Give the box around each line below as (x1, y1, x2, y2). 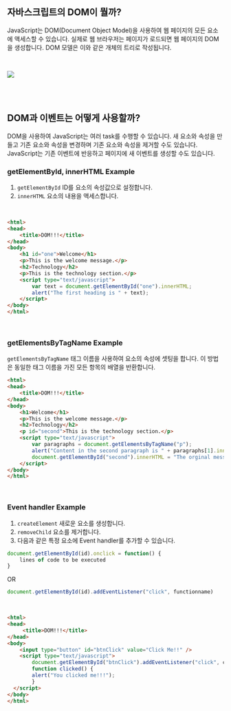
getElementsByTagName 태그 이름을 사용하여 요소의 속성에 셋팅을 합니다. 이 (7, 354, 206, 363)
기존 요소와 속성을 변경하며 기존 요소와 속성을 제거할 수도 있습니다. (19, 140, 198, 149)
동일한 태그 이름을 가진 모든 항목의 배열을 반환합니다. (14, 363, 156, 372)
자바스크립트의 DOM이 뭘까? (7, 6, 122, 19)
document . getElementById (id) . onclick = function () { (7, 550, 162, 557)
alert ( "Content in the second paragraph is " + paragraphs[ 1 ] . (32, 447, 217, 454)
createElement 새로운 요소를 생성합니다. (16, 519, 126, 527)
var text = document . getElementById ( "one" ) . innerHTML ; (32, 283, 192, 290)
